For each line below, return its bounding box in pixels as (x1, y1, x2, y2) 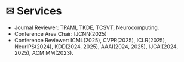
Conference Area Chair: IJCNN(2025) (14, 30, 107, 37)
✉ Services (5, 4, 62, 18)
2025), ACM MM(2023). (14, 49, 74, 56)
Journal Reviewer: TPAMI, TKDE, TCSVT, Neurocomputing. (14, 24, 160, 31)
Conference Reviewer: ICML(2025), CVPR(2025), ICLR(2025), (14, 36, 167, 44)
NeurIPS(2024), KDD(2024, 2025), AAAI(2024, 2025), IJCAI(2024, (14, 43, 179, 50)
